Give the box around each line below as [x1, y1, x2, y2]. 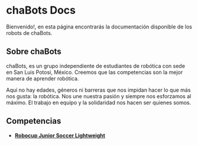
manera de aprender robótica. [6, 75, 79, 82]
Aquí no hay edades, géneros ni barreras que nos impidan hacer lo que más [6, 86, 191, 94]
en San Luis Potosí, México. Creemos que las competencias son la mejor [6, 69, 183, 76]
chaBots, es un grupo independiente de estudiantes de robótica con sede [6, 62, 185, 69]
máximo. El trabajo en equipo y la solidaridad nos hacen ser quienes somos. [6, 99, 191, 106]
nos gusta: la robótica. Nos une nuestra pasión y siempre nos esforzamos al [6, 92, 191, 99]
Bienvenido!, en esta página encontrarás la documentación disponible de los [6, 23, 192, 30]
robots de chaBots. [6, 29, 53, 36]
